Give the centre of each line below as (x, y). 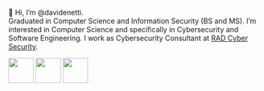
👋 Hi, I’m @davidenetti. (46, 12)
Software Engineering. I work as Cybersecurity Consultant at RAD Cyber (128, 38)
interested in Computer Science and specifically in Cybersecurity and (124, 29)
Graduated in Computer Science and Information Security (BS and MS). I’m (132, 21)
